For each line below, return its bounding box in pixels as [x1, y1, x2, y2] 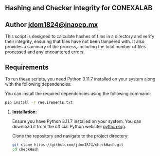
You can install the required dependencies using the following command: [5, 91, 151, 97]
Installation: [12, 109, 37, 115]
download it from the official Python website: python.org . [12, 123, 126, 129]
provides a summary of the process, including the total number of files [5, 44, 146, 50]
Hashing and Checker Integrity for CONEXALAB [5, 4, 153, 12]
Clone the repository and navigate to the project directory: [12, 133, 129, 138]
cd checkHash [12, 147, 39, 152]
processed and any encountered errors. [5, 49, 85, 55]
